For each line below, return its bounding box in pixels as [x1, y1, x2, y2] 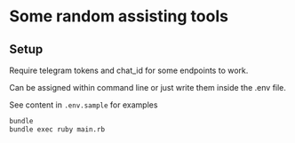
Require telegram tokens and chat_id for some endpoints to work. [9, 65, 249, 75]
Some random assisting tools [9, 6, 229, 27]
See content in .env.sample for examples [9, 99, 158, 110]
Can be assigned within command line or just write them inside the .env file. [9, 83, 287, 92]
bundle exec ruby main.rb [9, 124, 105, 134]
